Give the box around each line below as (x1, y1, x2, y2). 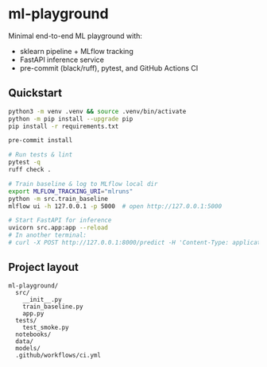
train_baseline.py (22, 303, 83, 311)
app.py (22, 309, 44, 318)
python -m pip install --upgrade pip (8, 114, 133, 123)
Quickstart (8, 87, 63, 100)
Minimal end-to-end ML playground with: (8, 31, 143, 41)
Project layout (8, 261, 79, 274)
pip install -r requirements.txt (8, 122, 119, 130)
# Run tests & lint (8, 151, 73, 159)
